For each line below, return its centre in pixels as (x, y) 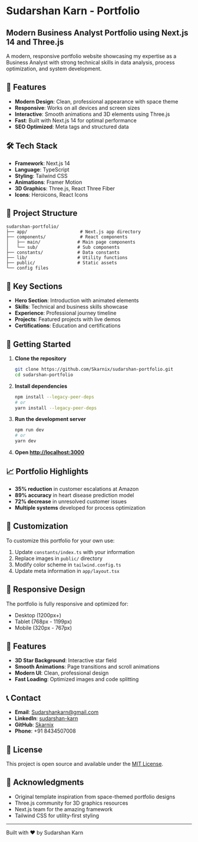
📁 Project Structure (42, 213)
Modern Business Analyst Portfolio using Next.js (97, 33)
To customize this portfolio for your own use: (60, 540)
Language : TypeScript (42, 169)
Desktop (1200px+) (38, 615)
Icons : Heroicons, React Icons (51, 195)
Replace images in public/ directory (59, 558)
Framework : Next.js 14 (42, 163)
